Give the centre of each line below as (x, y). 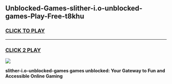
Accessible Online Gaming (34, 76)
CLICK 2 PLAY (23, 50)
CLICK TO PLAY (25, 31)
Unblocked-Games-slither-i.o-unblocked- (74, 8)
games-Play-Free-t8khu (45, 17)
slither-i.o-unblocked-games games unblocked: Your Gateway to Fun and (85, 70)
